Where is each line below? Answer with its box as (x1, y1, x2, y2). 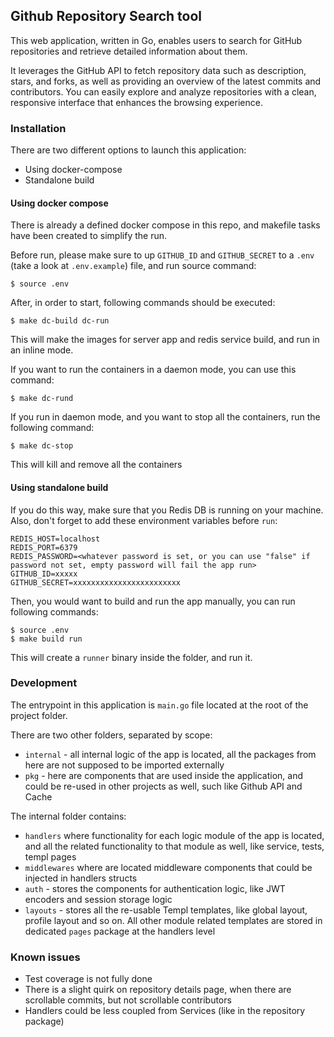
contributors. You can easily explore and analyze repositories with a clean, (10, 85, 317, 98)
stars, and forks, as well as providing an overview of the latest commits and (10, 75, 322, 87)
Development (10, 676, 78, 690)
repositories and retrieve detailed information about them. (10, 45, 248, 57)
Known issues (10, 950, 81, 964)
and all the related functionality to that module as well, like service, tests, (24, 840, 325, 852)
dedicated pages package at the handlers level (24, 925, 216, 937)
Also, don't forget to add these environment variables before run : (10, 514, 278, 526)
